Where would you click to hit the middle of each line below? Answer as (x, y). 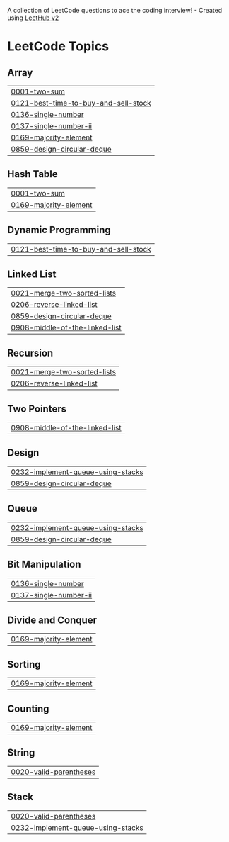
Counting (28, 708)
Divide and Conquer (52, 620)
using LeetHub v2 (33, 18)
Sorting (24, 664)
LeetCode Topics (58, 46)
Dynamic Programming (59, 230)
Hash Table (33, 174)
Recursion (30, 353)
